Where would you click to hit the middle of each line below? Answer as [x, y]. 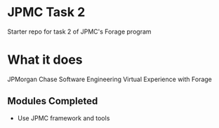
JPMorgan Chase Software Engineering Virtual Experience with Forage [110, 79]
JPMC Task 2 [46, 12]
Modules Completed [53, 101]
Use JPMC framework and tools [64, 118]
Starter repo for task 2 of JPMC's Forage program [80, 31]
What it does [45, 60]
